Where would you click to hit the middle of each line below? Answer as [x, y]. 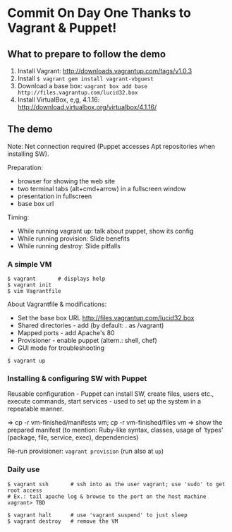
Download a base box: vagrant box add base [83, 86]
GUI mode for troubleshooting [61, 348]
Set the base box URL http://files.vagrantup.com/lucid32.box [106, 318]
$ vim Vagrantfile [34, 291]
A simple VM [30, 264]
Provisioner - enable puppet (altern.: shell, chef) [87, 341]
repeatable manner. [36, 409]
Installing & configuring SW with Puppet [77, 379]
